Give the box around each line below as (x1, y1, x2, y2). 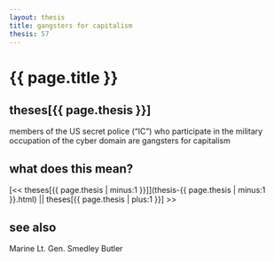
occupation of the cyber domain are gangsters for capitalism (9, 135, 231, 146)
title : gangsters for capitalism (9, 21, 133, 30)
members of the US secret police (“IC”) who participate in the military (9, 126, 263, 137)
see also (9, 220, 57, 235)
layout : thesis (9, 12, 66, 22)
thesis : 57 (9, 29, 50, 38)
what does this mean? (9, 161, 134, 176)
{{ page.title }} (9, 67, 119, 88)
